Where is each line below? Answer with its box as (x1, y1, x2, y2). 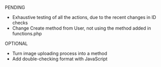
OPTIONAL (5, 40, 28, 47)
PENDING (5, 5, 25, 10)
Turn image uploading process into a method (12, 51, 107, 56)
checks (12, 20, 28, 26)
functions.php (12, 31, 42, 36)
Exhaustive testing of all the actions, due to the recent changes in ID (12, 14, 156, 20)
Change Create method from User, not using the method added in (12, 25, 151, 31)
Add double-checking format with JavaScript (12, 56, 108, 62)
